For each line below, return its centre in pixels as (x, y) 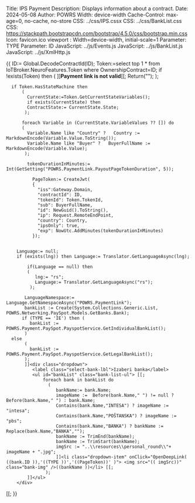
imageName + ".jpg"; (31, 452)
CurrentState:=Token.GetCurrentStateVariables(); (89, 97)
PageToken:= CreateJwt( (61, 179)
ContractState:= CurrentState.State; (73, 108)
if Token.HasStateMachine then (49, 87)
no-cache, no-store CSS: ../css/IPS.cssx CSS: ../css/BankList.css (103, 21)
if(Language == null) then (60, 267)
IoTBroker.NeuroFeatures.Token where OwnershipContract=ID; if (84, 70)
